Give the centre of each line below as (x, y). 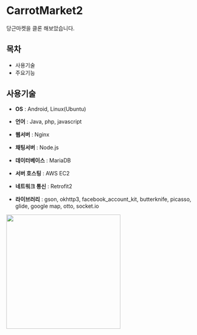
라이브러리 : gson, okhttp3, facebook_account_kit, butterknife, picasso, (103, 199)
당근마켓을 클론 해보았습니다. (40, 28)
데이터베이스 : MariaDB (43, 160)
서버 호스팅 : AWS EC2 (42, 173)
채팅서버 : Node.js (37, 147)
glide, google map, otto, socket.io (57, 206)
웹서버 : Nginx (32, 134)
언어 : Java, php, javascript (48, 121)
